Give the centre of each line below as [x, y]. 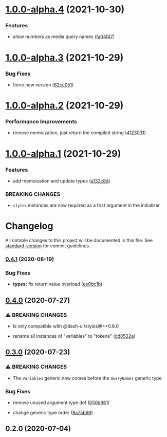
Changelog [29, 226]
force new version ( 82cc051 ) [43, 85]
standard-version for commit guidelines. [48, 246]
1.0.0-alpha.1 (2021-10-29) [63, 153]
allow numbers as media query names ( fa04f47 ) [63, 37]
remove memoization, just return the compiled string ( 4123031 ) [79, 133]
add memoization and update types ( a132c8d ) [61, 180]
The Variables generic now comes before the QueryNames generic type [87, 378]
